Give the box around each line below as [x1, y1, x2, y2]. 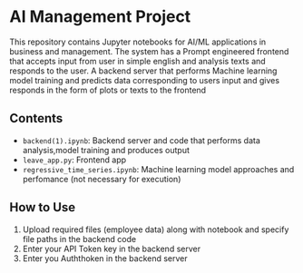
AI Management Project [9, 6, 191, 27]
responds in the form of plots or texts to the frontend [9, 84, 207, 95]
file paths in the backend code [22, 233, 137, 244]
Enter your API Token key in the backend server [22, 243, 201, 254]
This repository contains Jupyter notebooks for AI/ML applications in [9, 36, 267, 47]
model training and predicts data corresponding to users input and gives [9, 74, 279, 85]
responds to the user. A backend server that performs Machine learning [9, 65, 278, 76]
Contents [9, 111, 64, 126]
